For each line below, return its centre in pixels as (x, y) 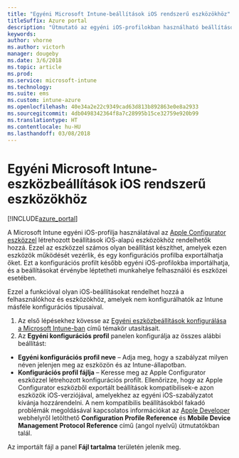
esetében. (22, 278)
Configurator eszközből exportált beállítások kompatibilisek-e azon (116, 388)
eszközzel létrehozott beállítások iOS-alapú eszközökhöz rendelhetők (109, 240)
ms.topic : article (34, 67)
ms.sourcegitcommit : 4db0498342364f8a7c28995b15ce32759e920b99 (103, 113)
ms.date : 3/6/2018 (34, 61)
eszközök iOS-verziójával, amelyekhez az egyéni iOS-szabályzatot (115, 395)
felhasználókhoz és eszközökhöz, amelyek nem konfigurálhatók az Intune (115, 300)
